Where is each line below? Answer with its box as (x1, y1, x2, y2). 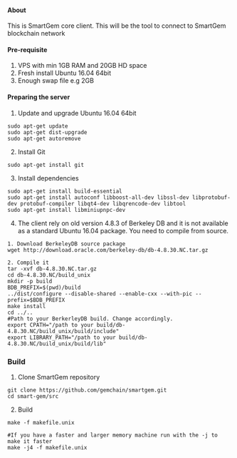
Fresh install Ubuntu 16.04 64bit (17, 68, 112, 78)
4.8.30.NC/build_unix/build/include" (7, 327, 120, 335)
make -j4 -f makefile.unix (7, 444, 88, 451)
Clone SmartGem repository (17, 372, 100, 381)
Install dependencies (17, 173, 80, 182)
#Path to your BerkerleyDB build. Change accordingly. (7, 315, 174, 322)
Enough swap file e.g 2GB (17, 76, 95, 85)
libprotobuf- (191, 193, 231, 201)
